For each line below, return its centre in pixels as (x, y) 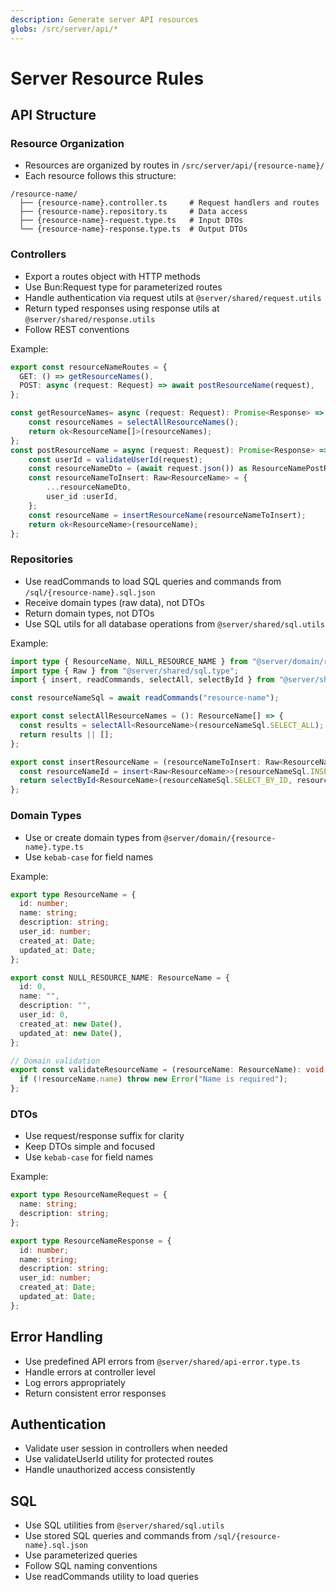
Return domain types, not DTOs (89, 613)
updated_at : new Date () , (71, 1033)
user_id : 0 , (44, 1015)
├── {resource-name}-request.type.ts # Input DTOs (131, 221)
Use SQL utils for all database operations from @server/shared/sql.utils (175, 623)
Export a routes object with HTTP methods (112, 276)
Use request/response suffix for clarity (104, 1136)
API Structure (53, 115)
